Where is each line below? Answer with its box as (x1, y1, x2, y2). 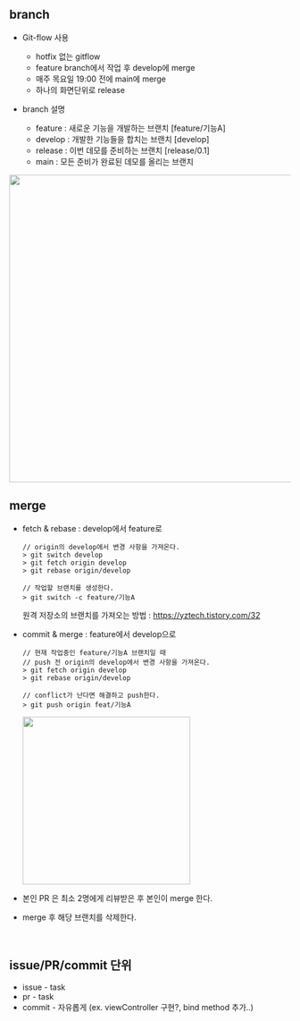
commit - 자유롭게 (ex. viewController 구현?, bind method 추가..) (21, 1002, 254, 1013)
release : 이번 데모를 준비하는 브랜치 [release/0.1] (35, 145, 210, 156)
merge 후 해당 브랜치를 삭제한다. (21, 912, 137, 923)
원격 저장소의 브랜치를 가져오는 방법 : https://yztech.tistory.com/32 (21, 609, 261, 620)
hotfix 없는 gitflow (35, 51, 101, 62)
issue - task (21, 982, 66, 992)
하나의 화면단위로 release (35, 84, 125, 95)
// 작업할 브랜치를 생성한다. (21, 583, 114, 592)
